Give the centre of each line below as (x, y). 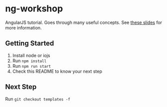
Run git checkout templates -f (38, 99)
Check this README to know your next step (57, 71)
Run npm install (29, 61)
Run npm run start (32, 66)
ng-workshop (34, 9)
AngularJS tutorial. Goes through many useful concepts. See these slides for (84, 22)
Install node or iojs (31, 55)
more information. (23, 27)
